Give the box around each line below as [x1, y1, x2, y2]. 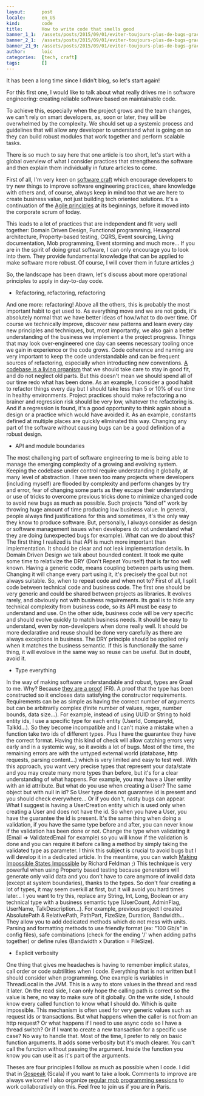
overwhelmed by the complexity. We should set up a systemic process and [6, 119, 194, 127]
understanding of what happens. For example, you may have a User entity [6, 775, 191, 783]
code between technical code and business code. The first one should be [6, 583, 191, 591]
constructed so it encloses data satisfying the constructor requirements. [6, 691, 187, 699]
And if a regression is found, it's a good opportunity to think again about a [6, 404, 191, 411]
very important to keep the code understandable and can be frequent [6, 352, 180, 360]
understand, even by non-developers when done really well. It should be [6, 622, 188, 630]
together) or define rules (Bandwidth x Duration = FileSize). [6, 937, 155, 945]
